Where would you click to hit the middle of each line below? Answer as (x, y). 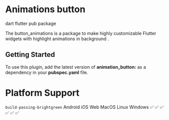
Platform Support (42, 93)
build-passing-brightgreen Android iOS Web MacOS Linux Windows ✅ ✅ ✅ (84, 107)
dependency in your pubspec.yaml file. (47, 72)
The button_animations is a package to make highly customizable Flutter (81, 33)
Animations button (45, 9)
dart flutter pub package (31, 23)
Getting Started (30, 55)
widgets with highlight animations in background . (57, 39)
